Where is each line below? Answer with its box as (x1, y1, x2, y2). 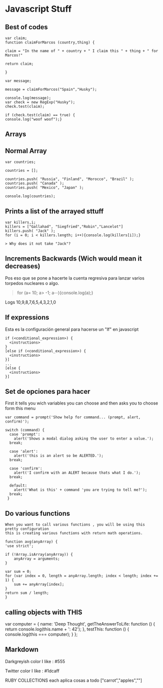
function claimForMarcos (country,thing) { (5, 40, 95, 45)
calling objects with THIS (5, 608, 82, 616)
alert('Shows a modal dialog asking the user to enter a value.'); (14, 436, 154, 441)
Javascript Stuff (5, 3, 72, 15)
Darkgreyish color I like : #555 (5, 658, 65, 664)
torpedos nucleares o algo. (5, 280, 60, 286)
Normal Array (5, 146, 47, 155)
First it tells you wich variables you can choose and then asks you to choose (5, 400, 159, 406)
